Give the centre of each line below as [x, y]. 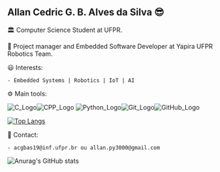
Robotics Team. [30, 54]
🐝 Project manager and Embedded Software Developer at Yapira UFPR [110, 46]
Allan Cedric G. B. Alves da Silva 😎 [86, 12]
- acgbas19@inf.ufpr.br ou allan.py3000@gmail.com [84, 148]
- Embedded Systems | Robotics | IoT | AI [71, 80]
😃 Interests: [25, 67]
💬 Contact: [23, 134]
